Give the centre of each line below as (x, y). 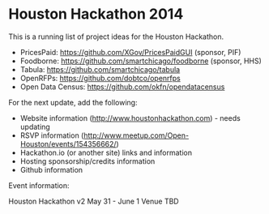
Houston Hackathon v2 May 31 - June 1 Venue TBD (94, 201)
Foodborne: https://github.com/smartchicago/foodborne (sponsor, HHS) (141, 61)
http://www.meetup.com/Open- (136, 135)
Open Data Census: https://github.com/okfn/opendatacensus (122, 87)
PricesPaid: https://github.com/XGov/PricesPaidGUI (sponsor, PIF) (130, 52)
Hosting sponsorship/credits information (88, 161)
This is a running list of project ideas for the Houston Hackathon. (116, 36)
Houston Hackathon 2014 (96, 14)
